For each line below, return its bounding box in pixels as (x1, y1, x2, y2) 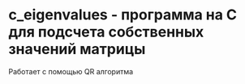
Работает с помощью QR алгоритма (8, 66, 134, 76)
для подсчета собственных (8, 23, 204, 41)
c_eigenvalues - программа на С (8, 6, 238, 24)
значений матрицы (8, 40, 146, 58)
